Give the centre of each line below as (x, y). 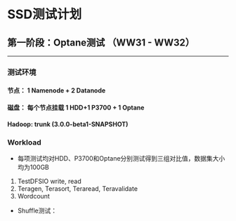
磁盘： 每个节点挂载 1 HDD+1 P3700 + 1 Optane (76, 108)
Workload (25, 142)
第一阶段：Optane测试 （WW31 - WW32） (101, 42)
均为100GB (33, 167)
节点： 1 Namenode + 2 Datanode (57, 90)
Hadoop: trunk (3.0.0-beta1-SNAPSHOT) (68, 124)
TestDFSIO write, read (50, 181)
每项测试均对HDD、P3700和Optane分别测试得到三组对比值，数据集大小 (121, 158)
